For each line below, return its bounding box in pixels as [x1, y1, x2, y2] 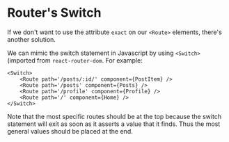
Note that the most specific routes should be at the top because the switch [7, 112, 221, 120]
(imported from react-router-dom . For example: [7, 56, 143, 64]
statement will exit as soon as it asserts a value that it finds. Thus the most [7, 120, 221, 128]
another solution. [7, 35, 56, 43]
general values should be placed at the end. [7, 127, 134, 135]
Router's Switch [7, 5, 102, 21]
